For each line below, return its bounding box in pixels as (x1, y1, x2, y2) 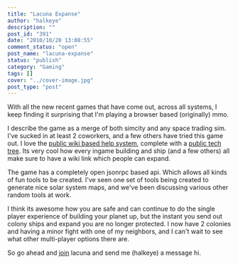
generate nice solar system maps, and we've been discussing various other (7, 183, 229, 192)
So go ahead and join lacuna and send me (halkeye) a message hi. (7, 248, 201, 257)
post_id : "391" (7, 30, 53, 38)
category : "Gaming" (7, 63, 65, 70)
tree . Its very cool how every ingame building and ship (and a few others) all (7, 147, 230, 155)
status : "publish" (7, 57, 62, 64)
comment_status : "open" (7, 43, 78, 51)
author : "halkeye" (7, 17, 62, 24)
